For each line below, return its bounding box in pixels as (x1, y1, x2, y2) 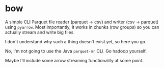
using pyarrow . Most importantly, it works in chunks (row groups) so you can (5, 24, 160, 30)
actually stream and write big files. (5, 29, 75, 35)
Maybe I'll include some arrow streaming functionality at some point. (5, 57, 144, 63)
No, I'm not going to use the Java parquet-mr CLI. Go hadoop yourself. (5, 48, 147, 54)
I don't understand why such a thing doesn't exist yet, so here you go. (5, 38, 147, 44)
